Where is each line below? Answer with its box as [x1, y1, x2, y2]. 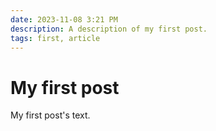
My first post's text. [10, 109, 91, 121]
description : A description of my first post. [10, 24, 208, 34]
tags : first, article [10, 33, 101, 43]
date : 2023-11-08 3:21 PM [10, 14, 118, 25]
